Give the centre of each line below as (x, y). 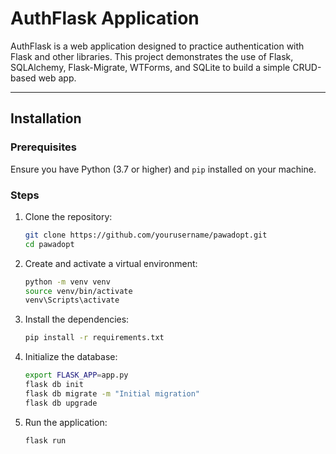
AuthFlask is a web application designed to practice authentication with (157, 46)
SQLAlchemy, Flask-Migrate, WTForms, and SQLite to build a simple (150, 67)
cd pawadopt (49, 244)
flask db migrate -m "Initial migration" (112, 393)
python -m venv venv (67, 282)
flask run (45, 440)
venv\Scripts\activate (72, 300)
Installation (46, 118)
